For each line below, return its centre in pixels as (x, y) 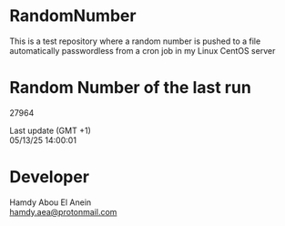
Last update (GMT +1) (50, 130)
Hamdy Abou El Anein (51, 202)
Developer (49, 177)
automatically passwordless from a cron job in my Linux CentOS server (142, 50)
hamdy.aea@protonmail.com (63, 211)
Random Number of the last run (131, 88)
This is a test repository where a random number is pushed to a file (135, 41)
